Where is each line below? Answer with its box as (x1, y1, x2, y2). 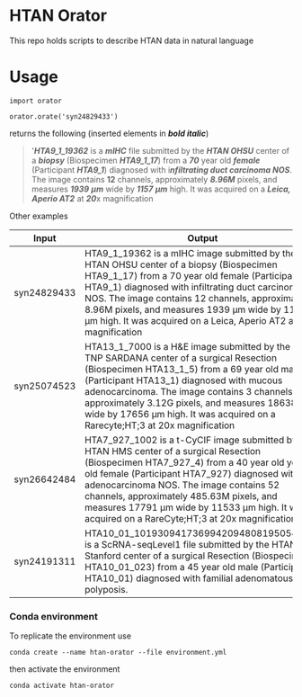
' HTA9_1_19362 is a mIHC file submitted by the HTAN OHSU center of (31, 145, 290, 156)
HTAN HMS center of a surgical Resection (84, 444, 262, 457)
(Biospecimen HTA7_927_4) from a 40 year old (84, 456, 285, 469)
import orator (9, 96, 63, 105)
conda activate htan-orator (9, 681, 115, 691)
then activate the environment (9, 664, 120, 675)
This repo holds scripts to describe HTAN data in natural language (9, 35, 254, 46)
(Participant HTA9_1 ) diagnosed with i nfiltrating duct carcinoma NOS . (31, 164, 292, 175)
